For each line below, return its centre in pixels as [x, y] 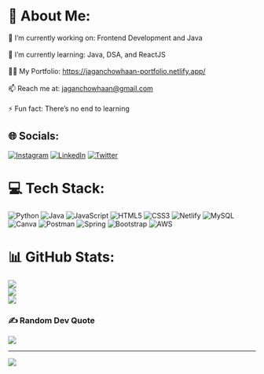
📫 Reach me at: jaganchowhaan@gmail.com [81, 88]
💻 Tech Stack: [57, 188]
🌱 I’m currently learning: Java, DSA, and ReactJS [87, 54]
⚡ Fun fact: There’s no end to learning [69, 108]
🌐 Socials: [34, 136]
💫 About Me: [49, 16]
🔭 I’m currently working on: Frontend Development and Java [105, 38]
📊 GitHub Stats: [62, 257]
